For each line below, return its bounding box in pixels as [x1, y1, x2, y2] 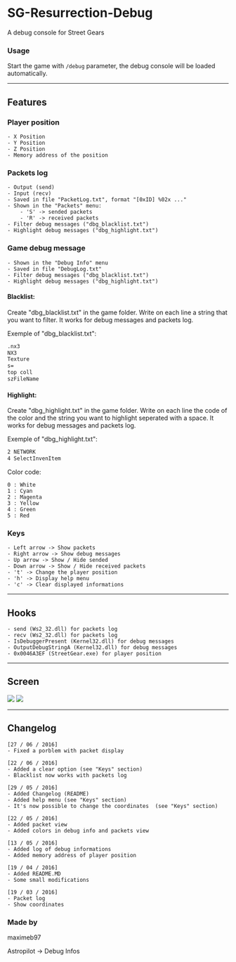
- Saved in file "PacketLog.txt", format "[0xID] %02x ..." [7, 196, 188, 203]
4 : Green [7, 506, 37, 513]
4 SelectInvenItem [7, 455, 61, 462]
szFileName [7, 376, 39, 383]
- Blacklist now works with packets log [7, 771, 128, 778]
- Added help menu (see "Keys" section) [7, 796, 128, 803]
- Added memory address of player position [7, 852, 137, 859]
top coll [7, 369, 33, 376]
